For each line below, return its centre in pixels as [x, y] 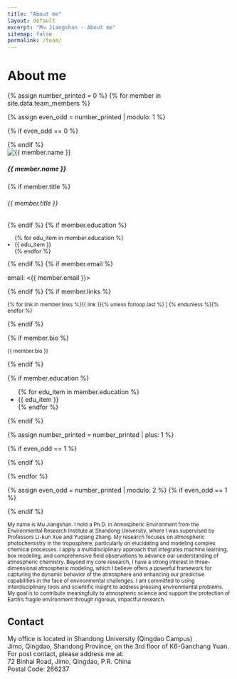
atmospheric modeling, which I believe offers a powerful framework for [125, 568]
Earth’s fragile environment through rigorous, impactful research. [86, 600]
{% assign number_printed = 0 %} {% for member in [84, 96]
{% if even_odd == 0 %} [43, 131]
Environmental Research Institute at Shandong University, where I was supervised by [111, 531]
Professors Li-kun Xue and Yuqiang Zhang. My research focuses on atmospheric [106, 537]
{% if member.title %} [39, 187]
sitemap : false [30, 34]
